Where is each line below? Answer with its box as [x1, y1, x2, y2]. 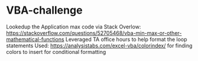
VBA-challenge [6, 4, 83, 17]
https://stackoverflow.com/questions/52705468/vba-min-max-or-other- [6, 29, 182, 36]
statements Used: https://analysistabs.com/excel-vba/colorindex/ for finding [6, 42, 193, 49]
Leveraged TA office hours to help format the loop [65, 36, 187, 43]
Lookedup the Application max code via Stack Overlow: [6, 23, 141, 30]
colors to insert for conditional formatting [6, 48, 106, 55]
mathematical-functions [6, 36, 64, 43]
